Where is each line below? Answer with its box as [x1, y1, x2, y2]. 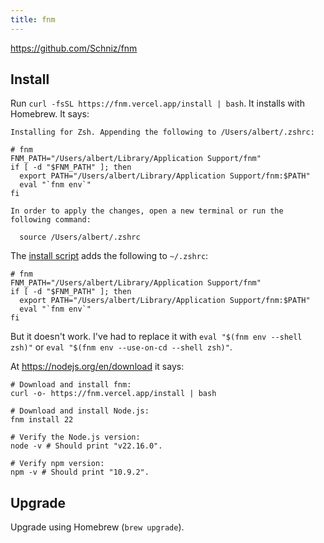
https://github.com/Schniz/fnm [10, 42, 138, 54]
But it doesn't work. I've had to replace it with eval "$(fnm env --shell [10, 331, 303, 343]
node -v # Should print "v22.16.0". [10, 441, 163, 451]
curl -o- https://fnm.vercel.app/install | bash [10, 389, 217, 399]
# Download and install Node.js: [10, 406, 150, 416]
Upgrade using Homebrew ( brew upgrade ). [10, 521, 185, 533]
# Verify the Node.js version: [10, 432, 141, 443]
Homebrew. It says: [10, 108, 90, 120]
